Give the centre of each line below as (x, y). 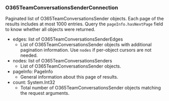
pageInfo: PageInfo (33, 72)
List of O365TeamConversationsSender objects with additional (86, 45)
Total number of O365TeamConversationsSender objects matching (91, 88)
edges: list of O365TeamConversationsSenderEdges (68, 39)
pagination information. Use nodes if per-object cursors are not (86, 50)
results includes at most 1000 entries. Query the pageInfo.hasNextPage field (84, 24)
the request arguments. (45, 93)
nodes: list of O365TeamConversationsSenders (62, 61)
